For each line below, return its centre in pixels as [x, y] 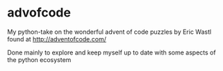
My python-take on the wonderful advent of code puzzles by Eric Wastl [109, 32]
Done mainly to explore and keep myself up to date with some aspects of [112, 52]
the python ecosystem [39, 59]
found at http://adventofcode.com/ [57, 39]
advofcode [39, 13]
